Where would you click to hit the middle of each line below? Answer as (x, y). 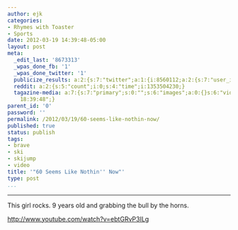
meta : (15, 54)
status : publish (31, 132)
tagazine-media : (38, 93)
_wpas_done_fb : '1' (42, 67)
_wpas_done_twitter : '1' (50, 73)
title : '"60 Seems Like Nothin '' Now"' (66, 172)
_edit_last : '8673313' (47, 60)
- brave (19, 146)
